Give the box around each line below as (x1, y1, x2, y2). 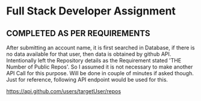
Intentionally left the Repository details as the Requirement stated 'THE (6, 57, 182, 64)
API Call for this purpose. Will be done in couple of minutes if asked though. (6, 70, 194, 76)
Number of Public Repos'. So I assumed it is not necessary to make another (6, 63, 193, 70)
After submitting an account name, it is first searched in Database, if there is (6, 44, 195, 51)
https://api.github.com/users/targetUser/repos (6, 88, 122, 94)
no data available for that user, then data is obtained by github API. (6, 50, 172, 58)
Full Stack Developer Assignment (6, 4, 176, 18)
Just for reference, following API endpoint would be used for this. (6, 76, 169, 83)
